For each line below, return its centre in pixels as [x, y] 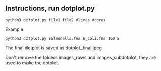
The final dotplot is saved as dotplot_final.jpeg [53, 48]
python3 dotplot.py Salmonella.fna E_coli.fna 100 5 [62, 38]
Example [15, 29]
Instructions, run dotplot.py [50, 8]
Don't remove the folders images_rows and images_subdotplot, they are [81, 57]
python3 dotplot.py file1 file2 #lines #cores [56, 20]
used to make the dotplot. [32, 63]
